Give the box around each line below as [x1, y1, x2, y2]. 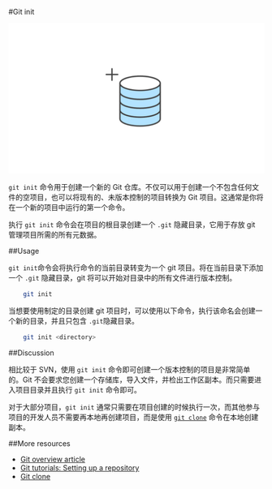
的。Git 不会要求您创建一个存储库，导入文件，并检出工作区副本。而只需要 [8, 375, 255, 384]
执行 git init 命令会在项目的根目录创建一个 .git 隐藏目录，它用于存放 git [8, 220, 256, 229]
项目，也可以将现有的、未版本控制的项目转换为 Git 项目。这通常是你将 [29, 192, 264, 202]
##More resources [8, 439, 71, 448]
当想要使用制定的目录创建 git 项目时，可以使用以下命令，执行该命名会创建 [8, 306, 256, 315]
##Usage [8, 247, 40, 256]
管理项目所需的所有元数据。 [8, 230, 101, 240]
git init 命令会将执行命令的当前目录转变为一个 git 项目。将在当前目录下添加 [8, 263, 264, 272]
